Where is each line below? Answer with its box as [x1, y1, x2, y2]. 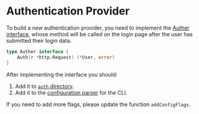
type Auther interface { [6, 48, 69, 55]
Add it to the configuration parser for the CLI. [15, 89, 128, 96]
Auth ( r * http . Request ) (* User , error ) [17, 54, 115, 60]
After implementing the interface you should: [6, 71, 118, 78]
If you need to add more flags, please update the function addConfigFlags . [6, 101, 191, 108]
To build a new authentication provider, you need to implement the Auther [6, 24, 190, 31]
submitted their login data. [6, 37, 72, 44]
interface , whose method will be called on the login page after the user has [6, 30, 193, 37]
